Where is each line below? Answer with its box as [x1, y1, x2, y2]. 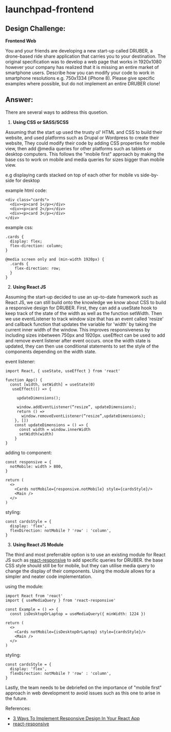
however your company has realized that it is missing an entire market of [5, 64, 159, 70]
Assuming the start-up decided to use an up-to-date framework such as [5, 293, 158, 300]
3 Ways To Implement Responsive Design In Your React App [12, 715, 140, 721]
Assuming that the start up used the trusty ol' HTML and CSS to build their [5, 129, 163, 135]
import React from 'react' [5, 593, 63, 598]
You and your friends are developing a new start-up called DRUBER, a [5, 48, 153, 54]
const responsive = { [5, 459, 52, 464]
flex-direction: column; [10, 243, 63, 248]
